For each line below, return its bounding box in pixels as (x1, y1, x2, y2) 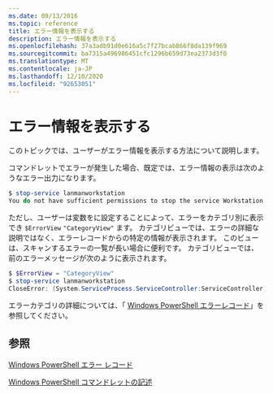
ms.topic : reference (8, 19, 79, 28)
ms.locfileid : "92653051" (8, 80, 96, 88)
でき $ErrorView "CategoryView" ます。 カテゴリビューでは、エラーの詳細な (8, 223, 260, 232)
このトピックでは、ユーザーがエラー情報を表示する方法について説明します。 (8, 145, 264, 155)
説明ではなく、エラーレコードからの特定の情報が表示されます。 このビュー (8, 233, 259, 243)
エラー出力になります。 (22, 173, 101, 183)
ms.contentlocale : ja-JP (8, 65, 93, 73)
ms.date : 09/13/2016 (8, 11, 79, 20)
